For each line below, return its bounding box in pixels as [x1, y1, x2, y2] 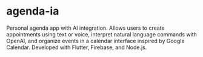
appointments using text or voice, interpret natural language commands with [6, 30, 197, 38]
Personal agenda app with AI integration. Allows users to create [6, 24, 165, 32]
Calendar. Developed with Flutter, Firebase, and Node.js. [6, 44, 147, 51]
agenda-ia [6, 4, 59, 18]
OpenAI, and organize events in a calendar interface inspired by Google [6, 37, 185, 44]
